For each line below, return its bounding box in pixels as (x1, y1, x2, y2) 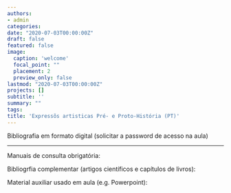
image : (7, 49, 26, 56)
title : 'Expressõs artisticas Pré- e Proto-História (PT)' (7, 112, 180, 119)
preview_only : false (13, 74, 72, 81)
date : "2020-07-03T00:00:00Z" (7, 29, 94, 37)
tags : (7, 106, 23, 113)
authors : (7, 10, 32, 17)
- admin (7, 17, 30, 23)
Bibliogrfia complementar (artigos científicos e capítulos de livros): (7, 165, 196, 173)
